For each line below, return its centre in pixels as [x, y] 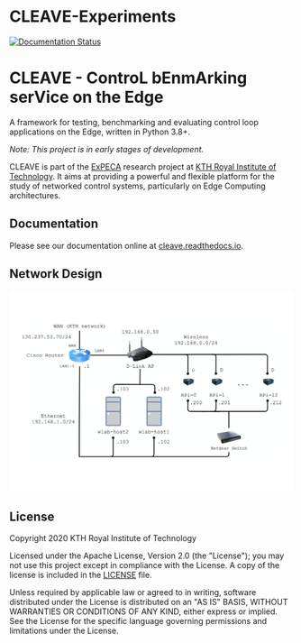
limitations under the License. [64, 631]
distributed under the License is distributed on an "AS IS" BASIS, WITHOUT [149, 602]
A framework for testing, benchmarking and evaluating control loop [134, 122]
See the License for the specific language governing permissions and [138, 621]
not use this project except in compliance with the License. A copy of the [145, 565]
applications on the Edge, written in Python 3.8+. [100, 132]
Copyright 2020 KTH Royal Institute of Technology [103, 538]
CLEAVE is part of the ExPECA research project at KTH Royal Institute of [143, 166]
